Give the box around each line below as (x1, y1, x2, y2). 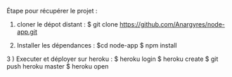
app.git (16, 28, 38, 36)
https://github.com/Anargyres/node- (120, 20, 226, 28)
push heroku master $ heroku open (6, 62, 109, 70)
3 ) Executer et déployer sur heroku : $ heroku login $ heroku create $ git (6, 55, 219, 63)
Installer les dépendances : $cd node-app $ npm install (16, 41, 177, 49)
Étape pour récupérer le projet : (6, 7, 98, 15)
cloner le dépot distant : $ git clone (16, 20, 119, 28)
